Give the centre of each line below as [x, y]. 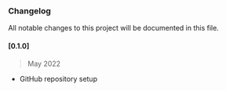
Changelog [29, 11]
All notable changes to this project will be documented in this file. [114, 28]
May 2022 [44, 64]
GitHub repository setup [58, 78]
